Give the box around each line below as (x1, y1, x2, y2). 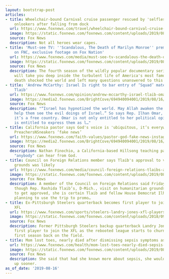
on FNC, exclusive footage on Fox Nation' (14, 50, 105, 55)
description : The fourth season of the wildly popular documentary (10, 69, 154, 74)
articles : (5, 12, 26, 17)
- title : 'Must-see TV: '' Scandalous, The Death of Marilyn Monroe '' (5, 45, 154, 50)
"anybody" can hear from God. (14, 153, 78, 158)
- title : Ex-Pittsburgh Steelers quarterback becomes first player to (5, 200, 156, 205)
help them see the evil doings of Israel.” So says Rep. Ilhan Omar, (14, 111, 163, 116)
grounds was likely (14, 162, 55, 167)
